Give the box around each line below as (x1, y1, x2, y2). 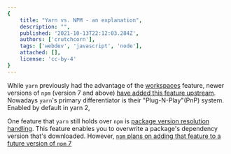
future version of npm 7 (7, 139, 72, 147)
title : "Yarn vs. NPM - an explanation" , (20, 17, 142, 24)
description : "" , (20, 23, 71, 30)
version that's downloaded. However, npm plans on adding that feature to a (7, 132, 221, 140)
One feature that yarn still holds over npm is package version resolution (7, 116, 210, 125)
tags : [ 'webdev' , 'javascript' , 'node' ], (20, 43, 142, 49)
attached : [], (20, 49, 61, 56)
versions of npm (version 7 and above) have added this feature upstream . (7, 88, 216, 97)
